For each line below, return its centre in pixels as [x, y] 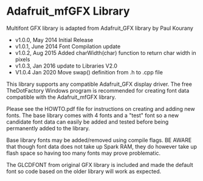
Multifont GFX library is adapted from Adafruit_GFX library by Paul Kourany [100, 28]
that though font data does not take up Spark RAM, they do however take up [102, 146]
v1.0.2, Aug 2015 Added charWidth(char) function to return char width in [105, 52]
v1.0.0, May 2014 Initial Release [54, 40]
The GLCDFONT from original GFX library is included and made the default [100, 165]
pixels [22, 59]
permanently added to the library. [48, 128]
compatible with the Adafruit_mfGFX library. [61, 97]
